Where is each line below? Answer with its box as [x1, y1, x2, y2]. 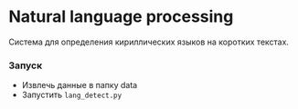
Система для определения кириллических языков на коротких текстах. [8, 36, 290, 47]
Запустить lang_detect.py [21, 89, 122, 101]
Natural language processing [8, 6, 234, 27]
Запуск [8, 59, 43, 72]
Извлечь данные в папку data [21, 80, 138, 91]
